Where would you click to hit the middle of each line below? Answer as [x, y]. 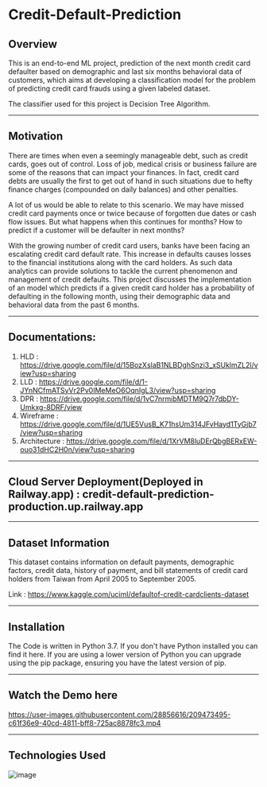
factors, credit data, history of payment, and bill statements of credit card [128, 571]
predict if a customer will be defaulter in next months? [97, 230]
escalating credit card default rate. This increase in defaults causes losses [130, 254]
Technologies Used [57, 756]
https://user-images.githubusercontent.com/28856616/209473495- [120, 715]
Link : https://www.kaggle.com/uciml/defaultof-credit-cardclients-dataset [129, 594]
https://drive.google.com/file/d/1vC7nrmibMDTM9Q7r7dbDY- [139, 399]
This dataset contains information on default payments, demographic [121, 562]
